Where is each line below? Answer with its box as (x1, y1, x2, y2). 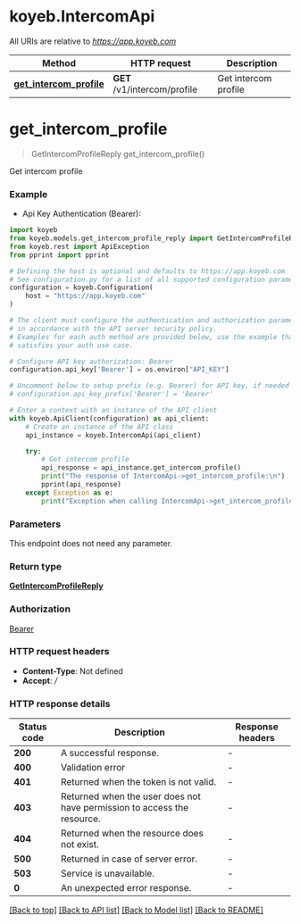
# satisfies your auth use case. (9, 341, 134, 350)
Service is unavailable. (61, 868, 154, 880)
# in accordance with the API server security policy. (9, 324, 218, 333)
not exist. (61, 838, 100, 851)
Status (18, 720, 47, 733)
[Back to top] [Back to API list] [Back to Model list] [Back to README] (9, 904, 263, 916)
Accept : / (21, 675, 58, 686)
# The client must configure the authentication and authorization (9, 316, 266, 325)
